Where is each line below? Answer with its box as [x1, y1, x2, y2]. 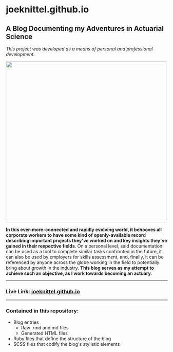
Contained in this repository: [6, 307, 79, 314]
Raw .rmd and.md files [21, 324, 69, 330]
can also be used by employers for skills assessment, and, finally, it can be [6, 254, 164, 260]
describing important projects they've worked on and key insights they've [6, 238, 167, 243]
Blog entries [13, 319, 39, 325]
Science [6, 32, 33, 41]
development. [6, 51, 35, 57]
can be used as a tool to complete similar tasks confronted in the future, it [6, 249, 162, 254]
